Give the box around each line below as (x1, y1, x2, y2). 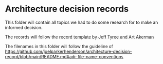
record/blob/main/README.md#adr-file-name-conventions (5, 53, 124, 59)
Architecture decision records (5, 3, 129, 15)
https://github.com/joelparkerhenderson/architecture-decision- (5, 48, 132, 54)
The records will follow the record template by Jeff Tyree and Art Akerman (5, 34, 154, 40)
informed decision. (5, 24, 43, 30)
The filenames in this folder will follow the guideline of (5, 43, 113, 49)
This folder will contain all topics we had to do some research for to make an (5, 19, 158, 25)
